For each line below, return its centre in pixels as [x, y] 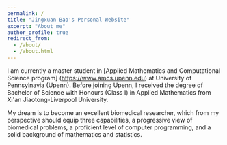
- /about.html [33, 52]
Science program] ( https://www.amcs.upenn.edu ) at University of [99, 78]
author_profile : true [38, 32]
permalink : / [26, 13]
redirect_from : [29, 39]
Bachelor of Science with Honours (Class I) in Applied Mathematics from [109, 92]
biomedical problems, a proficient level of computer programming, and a [109, 127]
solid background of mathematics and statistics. [75, 134]
